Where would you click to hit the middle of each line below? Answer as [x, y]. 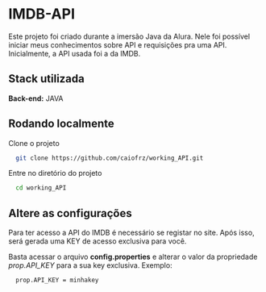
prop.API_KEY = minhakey [57, 280]
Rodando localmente [61, 124]
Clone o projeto [34, 143]
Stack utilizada [46, 79]
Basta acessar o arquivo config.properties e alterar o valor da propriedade [133, 257]
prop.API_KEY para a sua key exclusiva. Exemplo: [90, 265]
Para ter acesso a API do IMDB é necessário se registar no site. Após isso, [132, 233]
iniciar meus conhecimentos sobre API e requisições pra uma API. [118, 44]
